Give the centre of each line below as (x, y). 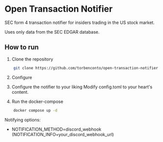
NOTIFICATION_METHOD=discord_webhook (56, 129)
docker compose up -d (35, 110)
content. (20, 92)
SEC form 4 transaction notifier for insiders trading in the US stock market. (80, 22)
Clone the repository (32, 59)
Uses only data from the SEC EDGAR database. (52, 32)
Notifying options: (23, 120)
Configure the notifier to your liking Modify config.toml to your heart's (82, 87)
